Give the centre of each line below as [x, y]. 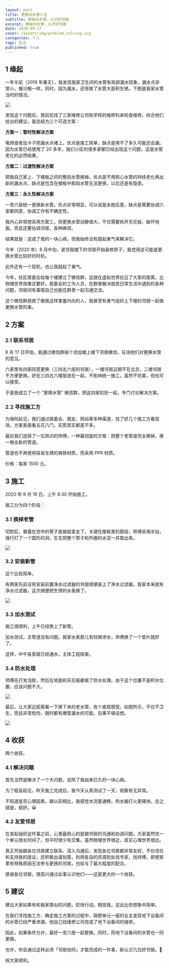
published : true [22, 47]
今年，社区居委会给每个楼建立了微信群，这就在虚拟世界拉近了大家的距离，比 [84, 277]
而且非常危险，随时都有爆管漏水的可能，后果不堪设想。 [71, 713]
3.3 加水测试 [20, 614]
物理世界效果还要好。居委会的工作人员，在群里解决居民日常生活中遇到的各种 [84, 284]
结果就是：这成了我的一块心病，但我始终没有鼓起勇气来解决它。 [71, 239]
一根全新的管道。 [23, 442]
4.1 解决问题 [20, 767]
